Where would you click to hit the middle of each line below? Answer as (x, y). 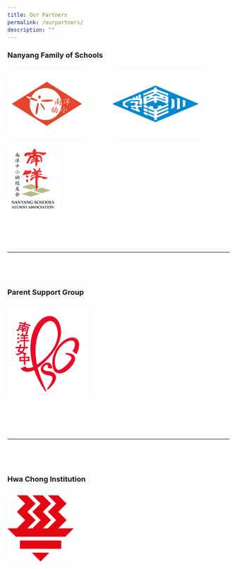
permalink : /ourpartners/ (45, 22)
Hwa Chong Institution (47, 479)
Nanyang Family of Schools (55, 55)
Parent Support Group (46, 292)
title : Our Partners (38, 15)
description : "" (31, 30)
